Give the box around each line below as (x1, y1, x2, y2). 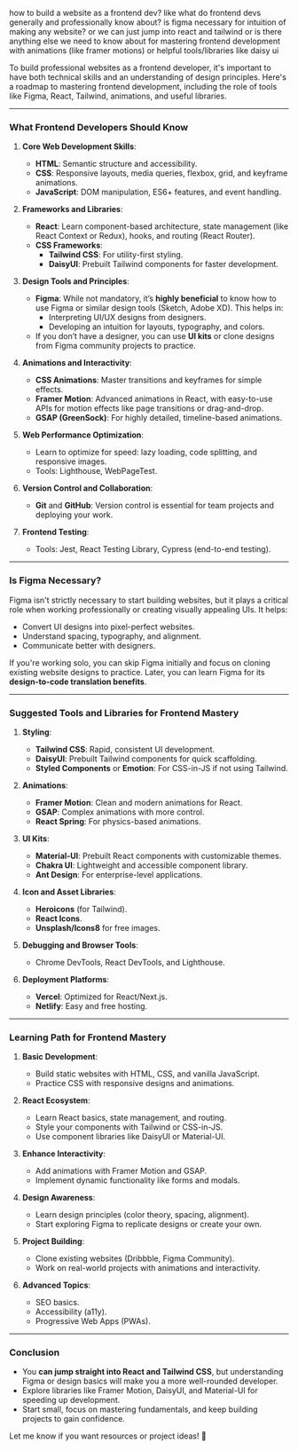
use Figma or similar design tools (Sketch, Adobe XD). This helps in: (35, 303, 284, 313)
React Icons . (35, 913, 82, 924)
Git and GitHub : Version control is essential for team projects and (35, 500, 275, 511)
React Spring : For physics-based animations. (35, 816, 201, 826)
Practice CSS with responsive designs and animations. (35, 1078, 235, 1089)
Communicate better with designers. (21, 640, 156, 650)
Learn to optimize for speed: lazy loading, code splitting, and (35, 447, 257, 458)
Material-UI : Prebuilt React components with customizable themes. (35, 850, 282, 861)
